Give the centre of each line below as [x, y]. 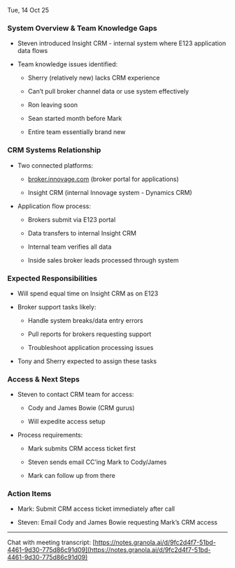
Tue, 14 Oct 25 [28, 10]
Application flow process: [54, 206]
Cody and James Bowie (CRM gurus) [81, 408]
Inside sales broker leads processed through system [103, 260]
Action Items [29, 494]
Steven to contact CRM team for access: [76, 395]
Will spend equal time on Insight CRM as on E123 [88, 293]
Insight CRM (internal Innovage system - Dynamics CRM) [110, 192]
